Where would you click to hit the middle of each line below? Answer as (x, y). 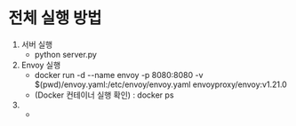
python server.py (65, 54)
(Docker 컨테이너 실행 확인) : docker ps (104, 95)
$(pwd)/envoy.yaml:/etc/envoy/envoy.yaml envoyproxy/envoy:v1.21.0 (161, 84)
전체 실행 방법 (55, 18)
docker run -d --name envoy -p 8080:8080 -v (119, 75)
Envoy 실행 (41, 65)
